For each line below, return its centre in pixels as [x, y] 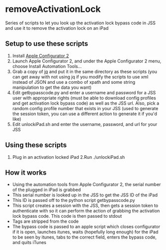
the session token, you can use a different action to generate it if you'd [85, 114]
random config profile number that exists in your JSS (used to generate [85, 108]
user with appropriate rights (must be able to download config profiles [84, 98]
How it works [26, 172]
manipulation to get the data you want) [52, 87]
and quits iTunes [29, 243]
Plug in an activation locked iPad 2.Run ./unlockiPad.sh [69, 157]
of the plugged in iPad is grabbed [46, 190]
